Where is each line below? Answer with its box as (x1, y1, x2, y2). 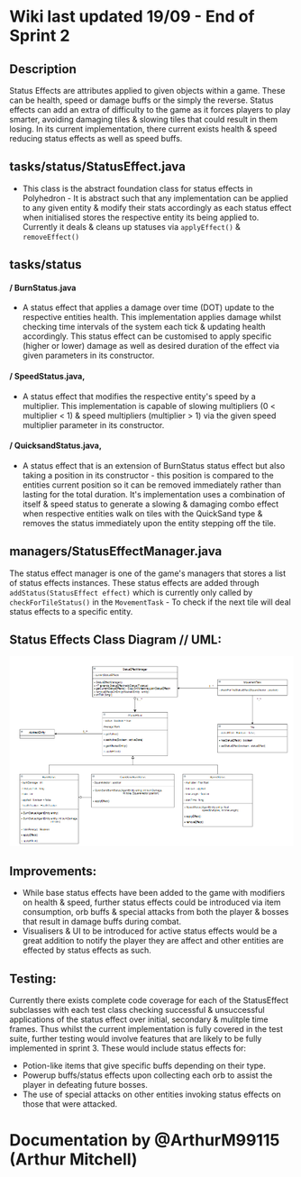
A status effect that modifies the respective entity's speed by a (22, 390, 257, 402)
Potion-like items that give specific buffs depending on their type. (22, 1061, 266, 1072)
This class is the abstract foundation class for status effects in (22, 183, 253, 194)
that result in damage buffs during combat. (22, 917, 182, 927)
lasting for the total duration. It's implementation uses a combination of (22, 488, 286, 499)
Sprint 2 (9, 25, 70, 46)
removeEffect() (22, 233, 80, 242)
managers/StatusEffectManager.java (9, 543, 223, 560)
